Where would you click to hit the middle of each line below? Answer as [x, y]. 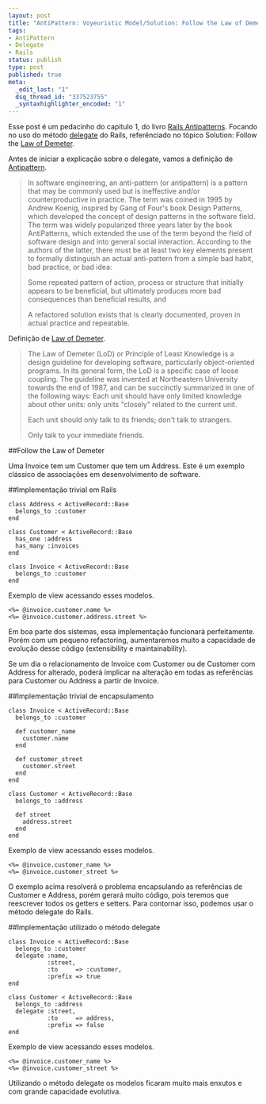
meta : [17, 82]
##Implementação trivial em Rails [63, 490]
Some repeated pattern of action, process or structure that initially [135, 283]
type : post [26, 67]
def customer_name [46, 732]
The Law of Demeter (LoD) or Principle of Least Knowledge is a [131, 354]
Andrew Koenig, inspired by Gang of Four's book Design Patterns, [135, 208]
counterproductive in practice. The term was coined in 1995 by [130, 200]
